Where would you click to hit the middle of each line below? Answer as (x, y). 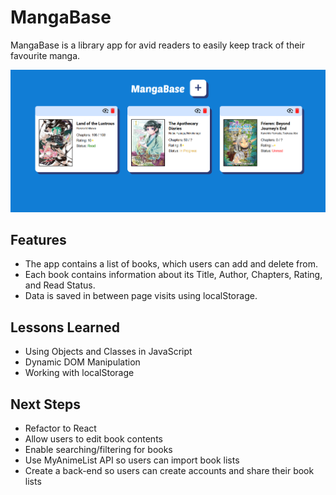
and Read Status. (60, 285)
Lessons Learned (65, 327)
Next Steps (45, 404)
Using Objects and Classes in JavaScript (108, 352)
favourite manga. (45, 55)
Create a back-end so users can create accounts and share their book (169, 470)
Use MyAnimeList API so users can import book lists (132, 460)
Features (38, 239)
